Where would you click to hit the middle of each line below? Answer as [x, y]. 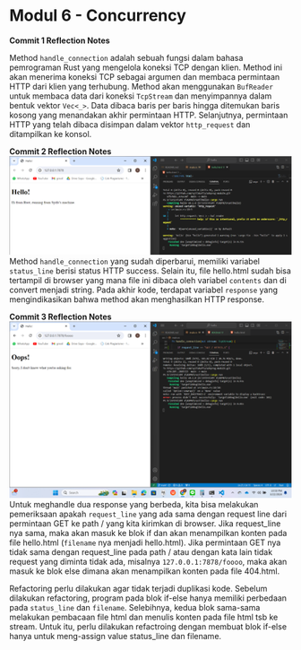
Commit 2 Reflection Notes [60, 151]
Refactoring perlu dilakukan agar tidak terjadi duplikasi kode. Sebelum [138, 588]
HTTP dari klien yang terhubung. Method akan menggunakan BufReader [141, 86]
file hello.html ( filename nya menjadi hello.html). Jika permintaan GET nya [145, 542]
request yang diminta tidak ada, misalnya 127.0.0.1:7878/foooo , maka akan [148, 561]
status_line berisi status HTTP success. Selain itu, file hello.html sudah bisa [150, 271]
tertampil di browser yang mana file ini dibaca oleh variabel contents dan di [148, 280]
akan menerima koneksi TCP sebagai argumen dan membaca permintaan [145, 76]
